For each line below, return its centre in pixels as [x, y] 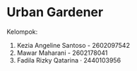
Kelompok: [22, 32]
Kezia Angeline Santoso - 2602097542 [73, 45]
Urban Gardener [55, 12]
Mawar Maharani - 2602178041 [62, 53]
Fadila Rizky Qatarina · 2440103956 [69, 60]
